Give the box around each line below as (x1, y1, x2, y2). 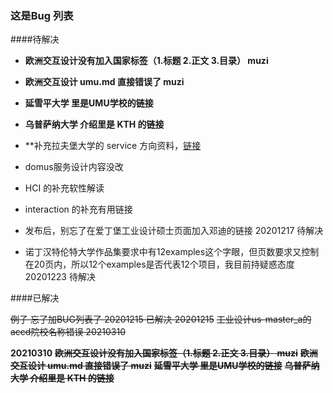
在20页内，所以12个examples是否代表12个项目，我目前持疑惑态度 (24, 258, 295, 271)
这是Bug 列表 (10, 8, 74, 22)
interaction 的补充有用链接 (24, 203, 133, 216)
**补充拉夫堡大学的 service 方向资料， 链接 (24, 140, 202, 152)
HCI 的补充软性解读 (24, 182, 105, 194)
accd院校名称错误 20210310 (10, 326, 126, 338)
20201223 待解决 (24, 271, 96, 283)
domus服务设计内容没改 (24, 161, 124, 173)
